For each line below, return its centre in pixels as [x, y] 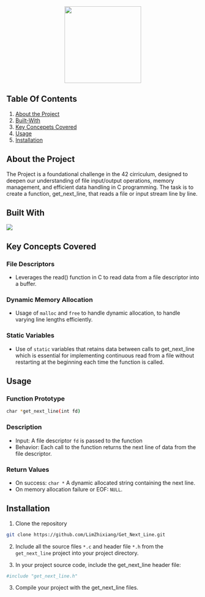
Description [24, 427]
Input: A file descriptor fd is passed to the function [79, 441]
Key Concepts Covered [51, 246]
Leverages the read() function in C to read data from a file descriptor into [107, 277]
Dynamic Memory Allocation [50, 300]
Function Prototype [36, 399]
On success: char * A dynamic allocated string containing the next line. [105, 483]
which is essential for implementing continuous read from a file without [105, 355]
